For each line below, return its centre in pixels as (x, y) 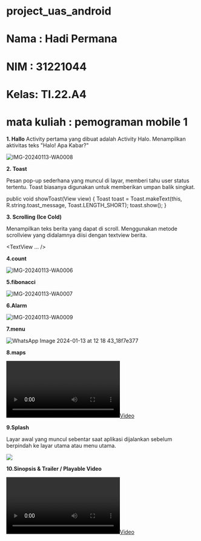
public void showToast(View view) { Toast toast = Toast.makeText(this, (94, 199)
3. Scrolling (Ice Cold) (34, 217)
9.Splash (18, 427)
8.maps (16, 352)
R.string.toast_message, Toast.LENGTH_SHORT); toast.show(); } (87, 205)
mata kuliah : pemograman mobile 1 (97, 122)
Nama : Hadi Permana (62, 39)
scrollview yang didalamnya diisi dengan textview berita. (77, 235)
